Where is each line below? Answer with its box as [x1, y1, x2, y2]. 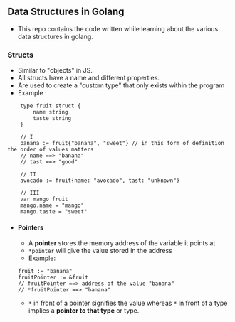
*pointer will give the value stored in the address [28, 247, 172, 255]
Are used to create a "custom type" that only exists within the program [17, 81, 225, 90]
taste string [33, 115, 72, 122]
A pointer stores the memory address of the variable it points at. [28, 239, 217, 247]
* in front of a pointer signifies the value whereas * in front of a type [28, 299, 228, 308]
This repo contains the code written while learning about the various [17, 24, 219, 33]
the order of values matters [7, 146, 94, 154]
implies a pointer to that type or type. [28, 306, 140, 315]
